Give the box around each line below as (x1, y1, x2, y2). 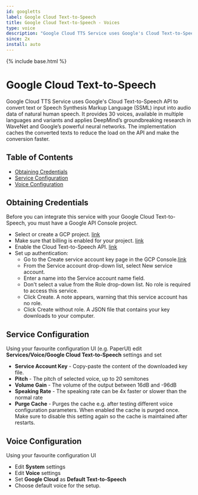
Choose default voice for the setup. (14, 482, 101, 489)
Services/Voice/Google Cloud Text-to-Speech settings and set (6, 351, 162, 358)
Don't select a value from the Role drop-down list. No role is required (23, 281, 191, 288)
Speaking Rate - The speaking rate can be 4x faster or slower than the (14, 388, 187, 395)
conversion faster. (6, 135, 50, 142)
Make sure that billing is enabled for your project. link (14, 237, 144, 245)
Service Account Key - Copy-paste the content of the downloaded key (14, 363, 187, 370)
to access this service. (23, 287, 78, 295)
